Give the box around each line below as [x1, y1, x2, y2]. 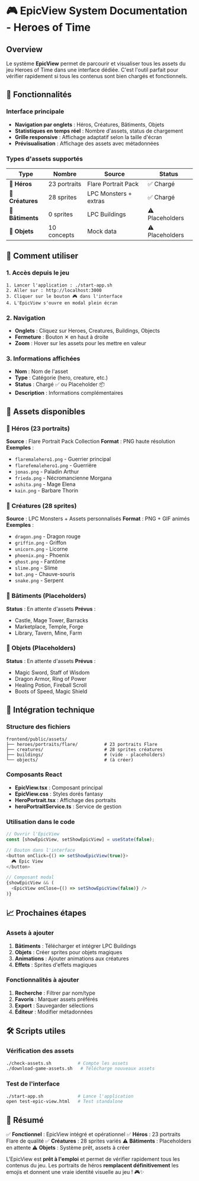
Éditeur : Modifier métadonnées [14, 1008, 93, 1015]
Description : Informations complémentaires [14, 390, 123, 397]
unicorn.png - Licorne [14, 545, 68, 553]
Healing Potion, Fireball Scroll [14, 681, 87, 688]
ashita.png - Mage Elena [14, 480, 76, 488]
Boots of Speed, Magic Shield [14, 687, 88, 695]
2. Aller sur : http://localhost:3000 [6, 287, 102, 293]
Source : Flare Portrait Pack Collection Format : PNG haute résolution [6, 437, 176, 445]
